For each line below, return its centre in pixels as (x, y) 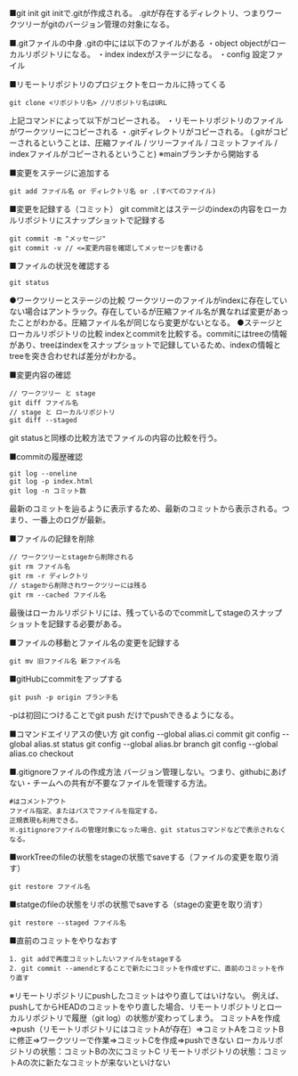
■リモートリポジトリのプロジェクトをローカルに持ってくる (118, 84)
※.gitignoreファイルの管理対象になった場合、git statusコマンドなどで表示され (141, 830)
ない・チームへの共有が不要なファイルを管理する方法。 (110, 783)
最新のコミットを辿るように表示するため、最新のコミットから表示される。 (145, 509)
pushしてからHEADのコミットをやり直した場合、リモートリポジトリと (138, 1007)
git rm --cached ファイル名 (58, 595)
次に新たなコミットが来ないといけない (100, 1062)
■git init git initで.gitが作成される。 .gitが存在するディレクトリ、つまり (138, 13)
